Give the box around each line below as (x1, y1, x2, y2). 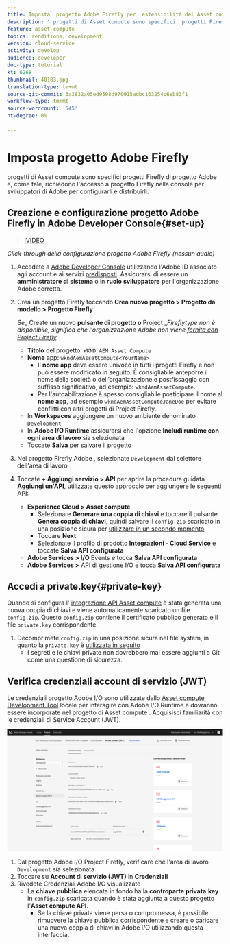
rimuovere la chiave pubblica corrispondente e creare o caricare (37, 916, 219, 924)
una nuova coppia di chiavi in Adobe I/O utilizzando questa (37, 923, 203, 932)
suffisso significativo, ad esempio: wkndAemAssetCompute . (37, 383, 196, 391)
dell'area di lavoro (16, 461, 68, 470)
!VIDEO (23, 236, 44, 244)
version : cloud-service (7, 40, 75, 47)
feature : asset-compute (7, 25, 75, 32)
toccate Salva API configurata (37, 546, 125, 555)
